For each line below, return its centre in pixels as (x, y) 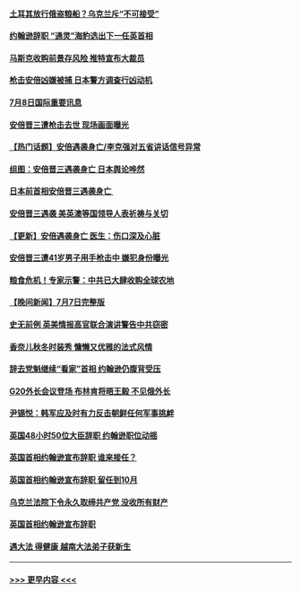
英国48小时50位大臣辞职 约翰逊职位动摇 (84, 435)
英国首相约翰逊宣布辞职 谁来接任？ (73, 458)
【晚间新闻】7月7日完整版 (57, 302)
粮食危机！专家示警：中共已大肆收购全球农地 (92, 280)
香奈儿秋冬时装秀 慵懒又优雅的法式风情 (81, 346)
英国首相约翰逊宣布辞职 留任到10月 (73, 480)
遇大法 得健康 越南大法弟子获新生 (70, 546)
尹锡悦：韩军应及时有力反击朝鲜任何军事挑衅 (92, 414)
